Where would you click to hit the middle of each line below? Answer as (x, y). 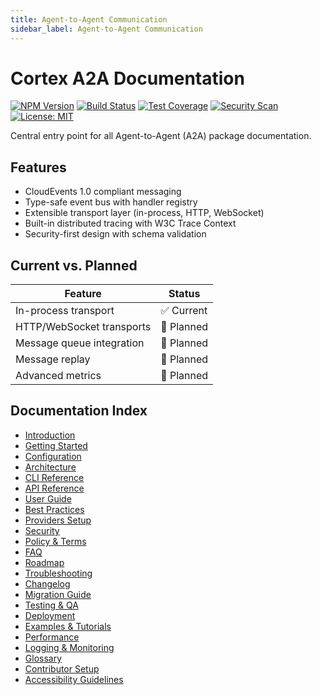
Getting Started (56, 445)
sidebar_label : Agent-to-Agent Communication (106, 29)
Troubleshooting (58, 573)
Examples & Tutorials (68, 626)
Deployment (50, 615)
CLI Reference (54, 477)
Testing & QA (51, 605)
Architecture (50, 467)
